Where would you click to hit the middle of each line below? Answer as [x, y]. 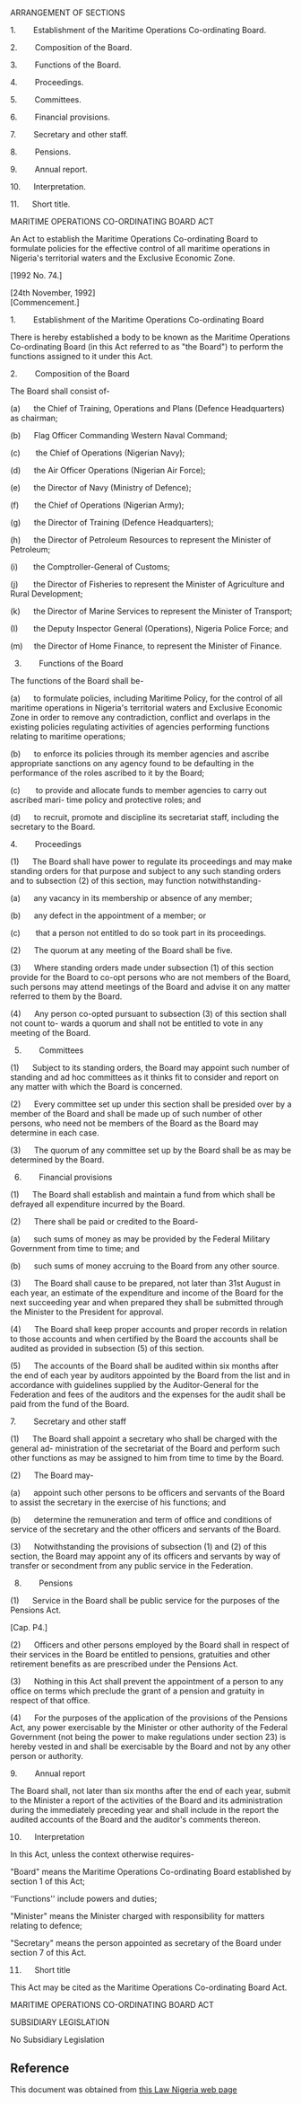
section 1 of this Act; [48, 1881]
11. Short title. [40, 204]
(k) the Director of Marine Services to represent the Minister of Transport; [151, 611]
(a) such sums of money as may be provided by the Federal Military [140, 1239]
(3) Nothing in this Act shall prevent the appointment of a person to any [147, 1682]
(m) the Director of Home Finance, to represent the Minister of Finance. [146, 646]
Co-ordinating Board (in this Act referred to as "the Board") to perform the [147, 347]
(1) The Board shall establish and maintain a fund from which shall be [143, 1195]
